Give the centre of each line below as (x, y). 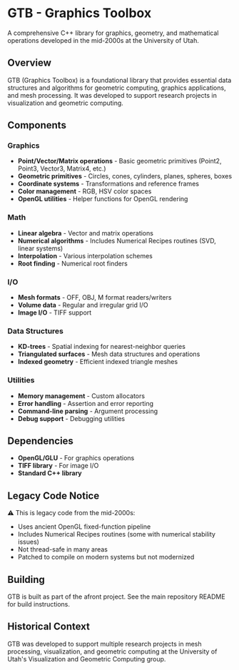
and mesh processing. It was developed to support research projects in (112, 95)
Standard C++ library (50, 473)
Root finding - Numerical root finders (73, 263)
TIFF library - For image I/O (58, 466)
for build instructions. (39, 604)
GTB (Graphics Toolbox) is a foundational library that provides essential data (119, 80)
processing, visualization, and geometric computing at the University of (112, 651)
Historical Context (49, 627)
